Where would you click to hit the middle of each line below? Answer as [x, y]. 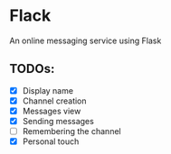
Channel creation [55, 101]
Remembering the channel [71, 131]
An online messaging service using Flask [85, 41]
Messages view [52, 111]
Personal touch [51, 141]
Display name [48, 90]
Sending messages [58, 121]
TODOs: [32, 69]
